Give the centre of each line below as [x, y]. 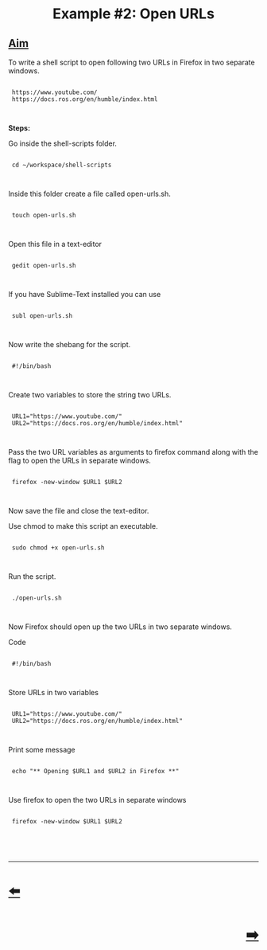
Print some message [42, 750]
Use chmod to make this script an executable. [83, 526]
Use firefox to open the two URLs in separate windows [97, 800]
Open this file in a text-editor [55, 244]
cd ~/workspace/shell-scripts [62, 165]
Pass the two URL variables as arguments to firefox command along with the [133, 452]
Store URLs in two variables [54, 692]
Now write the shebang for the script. [70, 344]
